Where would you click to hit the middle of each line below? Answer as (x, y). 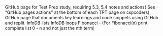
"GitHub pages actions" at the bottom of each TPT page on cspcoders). (78, 12)
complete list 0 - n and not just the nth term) (50, 28)
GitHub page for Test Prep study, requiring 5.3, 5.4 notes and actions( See (80, 7)
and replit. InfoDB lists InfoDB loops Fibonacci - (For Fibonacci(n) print (76, 23)
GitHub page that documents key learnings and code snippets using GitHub (82, 18)
